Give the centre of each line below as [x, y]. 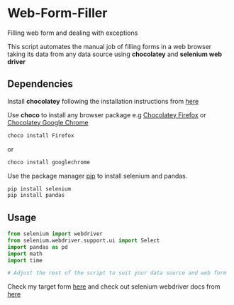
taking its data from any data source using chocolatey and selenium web [115, 54]
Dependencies [40, 84]
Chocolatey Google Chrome [48, 122]
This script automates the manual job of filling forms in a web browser [110, 46]
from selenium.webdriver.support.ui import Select [84, 240]
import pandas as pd [38, 247]
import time [25, 260]
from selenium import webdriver [55, 234]
